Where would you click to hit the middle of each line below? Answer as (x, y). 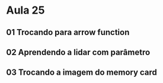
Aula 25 (25, 10)
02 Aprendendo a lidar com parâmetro (78, 52)
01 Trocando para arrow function (68, 32)
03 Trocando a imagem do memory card (81, 73)
